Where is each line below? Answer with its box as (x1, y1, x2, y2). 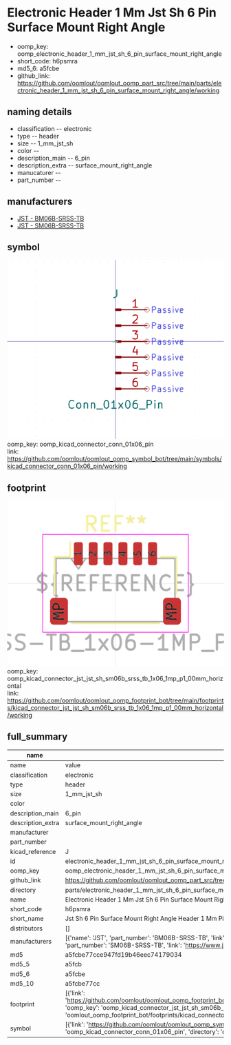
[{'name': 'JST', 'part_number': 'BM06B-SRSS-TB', (65, 933, 210, 942)
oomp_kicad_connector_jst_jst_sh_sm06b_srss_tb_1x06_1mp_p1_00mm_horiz (7, 674, 223, 682)
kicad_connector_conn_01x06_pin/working (7, 462, 127, 470)
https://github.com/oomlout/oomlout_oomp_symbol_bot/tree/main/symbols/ (7, 455, 222, 463)
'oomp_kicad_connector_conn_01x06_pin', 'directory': (65, 1028, 219, 1036)
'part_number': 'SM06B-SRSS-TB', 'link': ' (65, 941, 186, 949)
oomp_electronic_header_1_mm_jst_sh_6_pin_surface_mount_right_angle (16, 50, 222, 58)
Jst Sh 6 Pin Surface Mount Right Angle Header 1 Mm (65, 915, 217, 923)
